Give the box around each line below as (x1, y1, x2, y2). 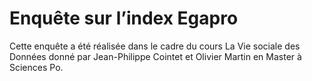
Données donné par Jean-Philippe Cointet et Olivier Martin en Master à (9, 50, 302, 62)
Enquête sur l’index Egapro (9, 7, 239, 30)
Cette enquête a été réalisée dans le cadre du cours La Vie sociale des (9, 40, 301, 52)
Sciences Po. (9, 61, 64, 73)
